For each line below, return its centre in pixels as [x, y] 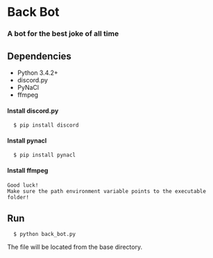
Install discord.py [33, 111]
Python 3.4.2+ [38, 73]
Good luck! [23, 185]
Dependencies [39, 56]
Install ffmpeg [28, 170]
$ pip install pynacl [45, 155]
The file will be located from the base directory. [75, 247]
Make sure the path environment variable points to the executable [107, 191]
